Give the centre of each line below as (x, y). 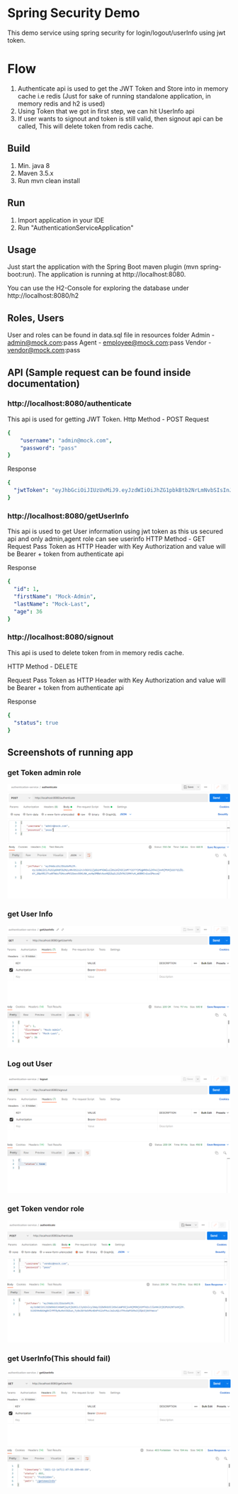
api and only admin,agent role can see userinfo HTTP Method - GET (107, 539)
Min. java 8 (34, 165)
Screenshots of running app (70, 752)
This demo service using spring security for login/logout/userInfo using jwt (117, 33)
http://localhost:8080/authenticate (70, 403)
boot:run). (22, 274)
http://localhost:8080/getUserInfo (68, 515)
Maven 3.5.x (35, 173)
